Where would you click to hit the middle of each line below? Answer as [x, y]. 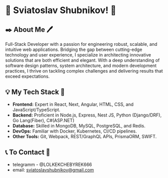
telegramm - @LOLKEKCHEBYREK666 [52, 164]
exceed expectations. [27, 76]
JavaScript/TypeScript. [36, 109]
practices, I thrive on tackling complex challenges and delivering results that [84, 71]
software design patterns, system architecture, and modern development [81, 66]
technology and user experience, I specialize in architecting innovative [78, 55]
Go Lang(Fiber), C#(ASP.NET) [43, 120]
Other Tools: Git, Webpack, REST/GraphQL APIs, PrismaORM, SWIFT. [85, 136]
